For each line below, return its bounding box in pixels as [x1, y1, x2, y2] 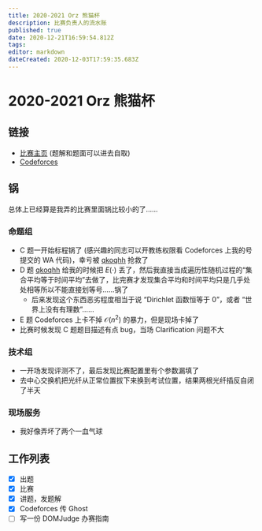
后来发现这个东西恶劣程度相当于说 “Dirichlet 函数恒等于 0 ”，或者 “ [31, 294, 245, 304]
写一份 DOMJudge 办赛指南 [19, 514, 109, 523]
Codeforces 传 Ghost [19, 504, 88, 514]
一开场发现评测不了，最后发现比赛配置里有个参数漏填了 [19, 365, 199, 375]
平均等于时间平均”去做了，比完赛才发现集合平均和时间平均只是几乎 [26, 275, 244, 284]
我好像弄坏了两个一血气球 [19, 427, 103, 436]
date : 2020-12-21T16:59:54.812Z [8, 33, 114, 42]
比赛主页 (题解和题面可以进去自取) [19, 148, 131, 158]
